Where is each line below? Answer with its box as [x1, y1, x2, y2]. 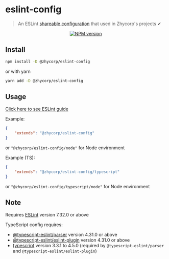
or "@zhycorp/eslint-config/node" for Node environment [5, 145, 125, 151]
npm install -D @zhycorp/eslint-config [5, 59, 90, 64]
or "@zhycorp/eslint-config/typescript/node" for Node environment [5, 183, 150, 189]
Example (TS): [5, 154, 35, 161]
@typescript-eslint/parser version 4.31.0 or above [12, 232, 117, 238]
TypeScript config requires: [5, 222, 63, 228]
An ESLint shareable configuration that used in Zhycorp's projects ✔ [17, 21, 162, 27]
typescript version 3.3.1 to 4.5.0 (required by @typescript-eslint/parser [12, 243, 164, 249]
